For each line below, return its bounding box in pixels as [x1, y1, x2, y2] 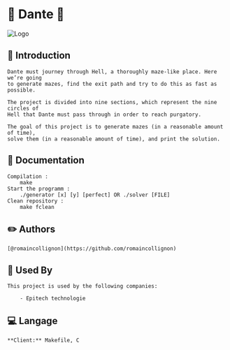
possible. [7, 87, 36, 94]
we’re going [7, 74, 42, 81]
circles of [7, 105, 39, 112]
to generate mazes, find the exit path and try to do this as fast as [7, 80, 217, 87]
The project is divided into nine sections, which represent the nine [7, 99, 217, 105]
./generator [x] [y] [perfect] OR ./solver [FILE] [20, 191, 171, 198]
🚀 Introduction [7, 50, 71, 61]
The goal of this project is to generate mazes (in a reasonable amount [7, 123, 224, 130]
